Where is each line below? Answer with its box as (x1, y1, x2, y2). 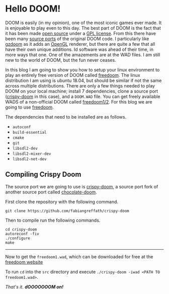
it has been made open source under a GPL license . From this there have (5, 30, 156, 36)
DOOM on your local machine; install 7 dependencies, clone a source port (5, 88, 158, 94)
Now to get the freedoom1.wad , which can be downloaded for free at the (5, 253, 153, 259)
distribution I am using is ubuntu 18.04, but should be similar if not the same (5, 77, 162, 83)
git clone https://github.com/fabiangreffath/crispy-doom (5, 208, 129, 214)
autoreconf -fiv (5, 231, 39, 236)
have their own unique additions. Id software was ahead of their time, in (5, 46, 153, 52)
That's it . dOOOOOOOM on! (5, 283, 64, 289)
